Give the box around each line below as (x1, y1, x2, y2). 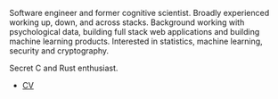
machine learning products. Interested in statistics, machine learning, (9, 36, 263, 46)
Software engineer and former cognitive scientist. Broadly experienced (9, 8, 270, 18)
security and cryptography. (9, 45, 110, 56)
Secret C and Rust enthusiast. (9, 62, 119, 73)
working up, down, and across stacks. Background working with (9, 17, 245, 28)
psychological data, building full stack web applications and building (9, 27, 260, 37)
